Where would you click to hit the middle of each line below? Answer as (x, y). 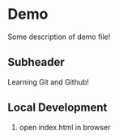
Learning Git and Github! (49, 81)
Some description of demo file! (59, 37)
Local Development (57, 108)
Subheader (36, 62)
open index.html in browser (65, 127)
